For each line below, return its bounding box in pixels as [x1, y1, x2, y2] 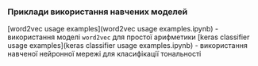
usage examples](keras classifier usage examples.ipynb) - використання [7, 41, 248, 50]
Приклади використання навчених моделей [7, 6, 188, 17]
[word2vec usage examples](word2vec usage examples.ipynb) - [7, 24, 219, 34]
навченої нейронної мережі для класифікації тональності [7, 49, 202, 59]
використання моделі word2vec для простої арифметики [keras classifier [7, 32, 250, 42]
